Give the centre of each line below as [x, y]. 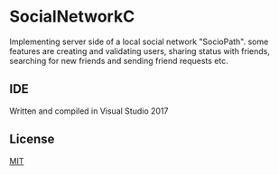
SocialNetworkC [72, 17]
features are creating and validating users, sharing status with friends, [140, 51]
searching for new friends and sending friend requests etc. [119, 60]
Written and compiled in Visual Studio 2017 [89, 111]
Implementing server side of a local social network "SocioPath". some [139, 41]
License [32, 139]
